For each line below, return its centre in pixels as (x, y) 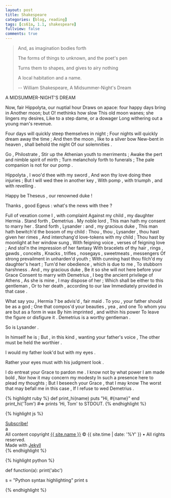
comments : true (21, 34)
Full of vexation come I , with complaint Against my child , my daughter (80, 215)
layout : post (19, 10)
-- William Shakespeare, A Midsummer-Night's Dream (75, 88)
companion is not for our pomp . (39, 165)
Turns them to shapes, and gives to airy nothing (68, 68)
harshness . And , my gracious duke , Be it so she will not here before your (83, 270)
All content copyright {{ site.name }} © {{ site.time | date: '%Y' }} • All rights (85, 434)
